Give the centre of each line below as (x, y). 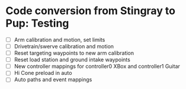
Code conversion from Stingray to (91, 11)
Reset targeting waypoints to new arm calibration (74, 53)
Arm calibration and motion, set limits (60, 39)
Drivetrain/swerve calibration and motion (64, 46)
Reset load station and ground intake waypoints (72, 60)
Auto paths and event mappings (53, 80)
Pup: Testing (37, 23)
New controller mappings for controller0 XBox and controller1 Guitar (97, 67)
